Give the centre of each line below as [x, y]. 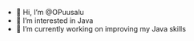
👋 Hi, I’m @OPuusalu [50, 12]
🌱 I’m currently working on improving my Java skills [101, 29]
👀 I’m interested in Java [55, 20]
